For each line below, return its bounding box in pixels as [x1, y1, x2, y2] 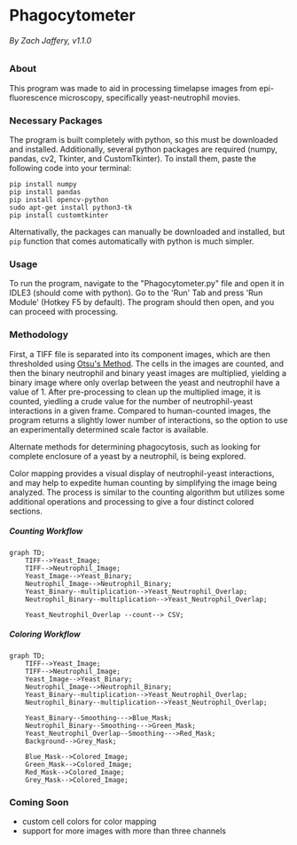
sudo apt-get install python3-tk [9, 203, 133, 213]
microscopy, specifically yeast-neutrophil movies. [59, 92, 241, 103]
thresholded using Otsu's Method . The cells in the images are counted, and [9, 358, 285, 369]
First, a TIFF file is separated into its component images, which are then [9, 348, 270, 359]
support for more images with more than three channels [21, 825, 226, 836]
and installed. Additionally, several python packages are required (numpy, [9, 144, 277, 155]
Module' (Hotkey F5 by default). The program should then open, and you [9, 297, 275, 308]
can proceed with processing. [9, 307, 118, 317]
